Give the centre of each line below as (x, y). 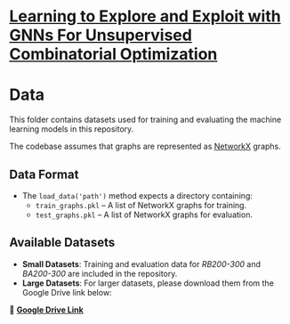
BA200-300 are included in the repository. (100, 273)
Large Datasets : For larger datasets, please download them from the (148, 283)
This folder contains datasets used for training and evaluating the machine (145, 120)
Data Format (44, 174)
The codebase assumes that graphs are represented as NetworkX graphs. (145, 146)
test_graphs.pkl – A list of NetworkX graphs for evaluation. (144, 215)
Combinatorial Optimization (113, 54)
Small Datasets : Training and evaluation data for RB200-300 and (141, 263)
